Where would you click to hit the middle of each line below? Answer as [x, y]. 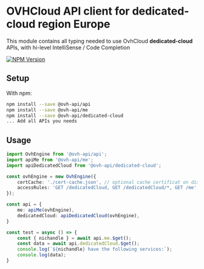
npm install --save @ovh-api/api [49, 104]
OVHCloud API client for [68, 11]
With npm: [19, 93]
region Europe [74, 24]
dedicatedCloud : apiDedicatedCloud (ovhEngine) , [78, 215]
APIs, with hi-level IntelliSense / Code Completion [68, 47]
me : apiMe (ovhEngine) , [46, 210]
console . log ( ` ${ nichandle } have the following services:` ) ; [95, 250]
